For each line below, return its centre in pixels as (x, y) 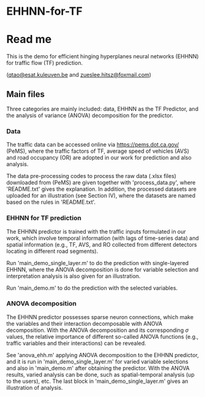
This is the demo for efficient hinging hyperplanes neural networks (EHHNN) (102, 56)
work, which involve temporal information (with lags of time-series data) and (102, 238)
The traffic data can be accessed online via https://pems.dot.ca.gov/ (93, 145)
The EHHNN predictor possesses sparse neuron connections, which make (100, 317)
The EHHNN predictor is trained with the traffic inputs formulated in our (96, 231)
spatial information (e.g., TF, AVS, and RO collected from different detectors (102, 244)
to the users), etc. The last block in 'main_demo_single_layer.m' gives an (97, 381)
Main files (25, 94)
